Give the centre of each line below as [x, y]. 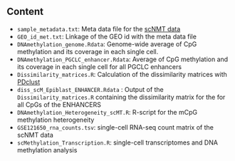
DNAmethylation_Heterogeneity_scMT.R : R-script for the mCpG [107, 112]
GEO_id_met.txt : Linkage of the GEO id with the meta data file [107, 36]
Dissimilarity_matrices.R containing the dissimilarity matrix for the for [121, 97]
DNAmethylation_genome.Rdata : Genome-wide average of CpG [107, 44]
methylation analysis [47, 150]
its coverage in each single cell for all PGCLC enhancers [99, 66]
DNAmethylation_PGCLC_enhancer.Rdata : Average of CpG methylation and [122, 59]
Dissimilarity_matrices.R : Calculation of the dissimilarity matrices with [122, 74]
